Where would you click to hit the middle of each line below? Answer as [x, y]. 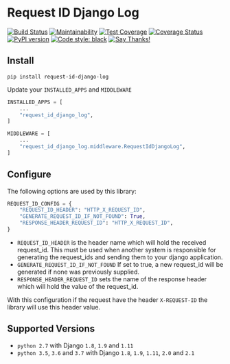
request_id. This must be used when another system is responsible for [116, 250]
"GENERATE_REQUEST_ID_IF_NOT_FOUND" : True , [83, 216]
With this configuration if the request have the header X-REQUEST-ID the [107, 300]
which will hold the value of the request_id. [78, 286]
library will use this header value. [54, 307]
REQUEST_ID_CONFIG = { [39, 204]
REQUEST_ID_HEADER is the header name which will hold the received [112, 242]
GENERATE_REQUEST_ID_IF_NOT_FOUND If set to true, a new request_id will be [120, 264]
